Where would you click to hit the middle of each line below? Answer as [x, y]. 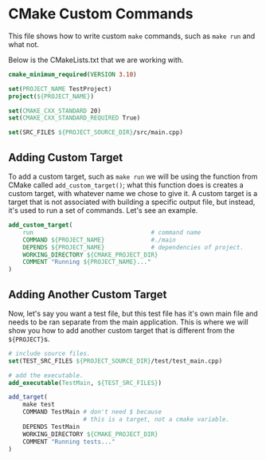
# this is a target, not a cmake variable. [156, 419]
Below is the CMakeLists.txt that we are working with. [96, 60]
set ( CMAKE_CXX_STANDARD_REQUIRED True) [74, 118]
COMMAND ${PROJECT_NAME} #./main [100, 240]
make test [39, 405]
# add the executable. [46, 375]
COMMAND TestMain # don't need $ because [92, 412]
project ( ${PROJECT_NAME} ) [51, 96]
